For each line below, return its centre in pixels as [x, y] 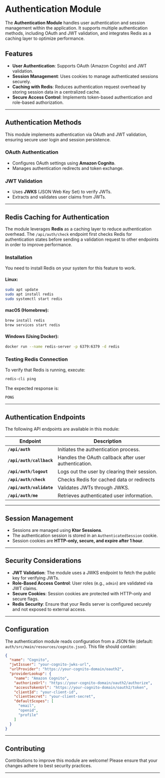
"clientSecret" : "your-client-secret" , [55, 697]
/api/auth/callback [30, 461]
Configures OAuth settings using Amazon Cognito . [64, 163]
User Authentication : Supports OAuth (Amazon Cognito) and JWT [80, 65]
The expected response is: [32, 389]
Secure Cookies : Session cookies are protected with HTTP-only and [82, 593]
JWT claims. [25, 588]
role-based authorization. [38, 102]
